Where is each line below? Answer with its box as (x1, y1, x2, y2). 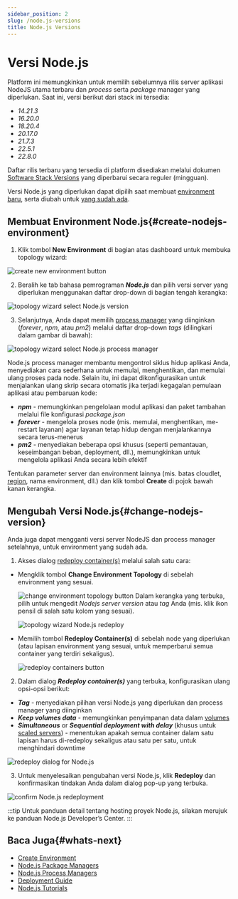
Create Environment (17, 853, 77, 862)
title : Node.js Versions (7, 23, 81, 31)
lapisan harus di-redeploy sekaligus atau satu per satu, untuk (17, 736, 197, 745)
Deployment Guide (17, 876, 73, 885)
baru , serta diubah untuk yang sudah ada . (7, 195, 130, 204)
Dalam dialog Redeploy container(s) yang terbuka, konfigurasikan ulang (17, 677, 231, 685)
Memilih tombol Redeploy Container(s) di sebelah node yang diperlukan (17, 634, 230, 643)
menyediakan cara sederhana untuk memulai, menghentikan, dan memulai (7, 366, 225, 374)
